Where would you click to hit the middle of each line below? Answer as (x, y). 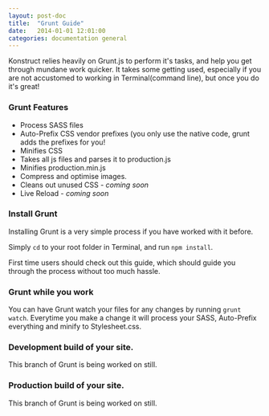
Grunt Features (39, 108)
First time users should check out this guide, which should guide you (122, 263)
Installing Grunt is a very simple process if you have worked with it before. (131, 231)
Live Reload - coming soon (64, 193)
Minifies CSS (41, 150)
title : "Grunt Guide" (46, 23)
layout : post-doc (37, 16)
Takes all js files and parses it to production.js (95, 159)
